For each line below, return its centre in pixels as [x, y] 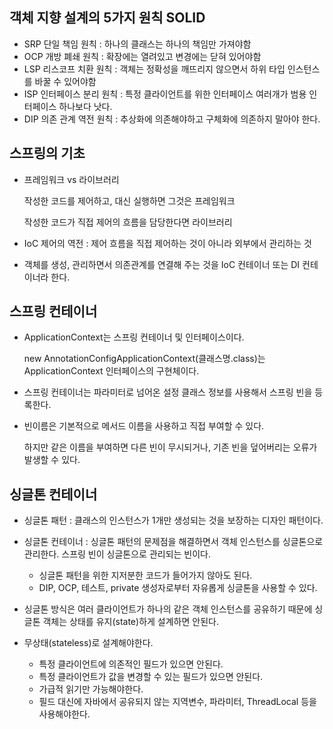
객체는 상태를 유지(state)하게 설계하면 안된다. [130, 622]
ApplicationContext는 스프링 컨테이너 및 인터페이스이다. [134, 337]
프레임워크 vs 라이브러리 [71, 179]
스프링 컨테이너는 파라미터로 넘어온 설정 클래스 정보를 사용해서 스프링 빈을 [168, 392]
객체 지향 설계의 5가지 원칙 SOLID [107, 18]
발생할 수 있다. [52, 460]
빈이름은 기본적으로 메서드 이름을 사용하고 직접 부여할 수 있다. [144, 426]
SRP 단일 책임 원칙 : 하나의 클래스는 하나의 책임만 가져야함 [137, 44]
